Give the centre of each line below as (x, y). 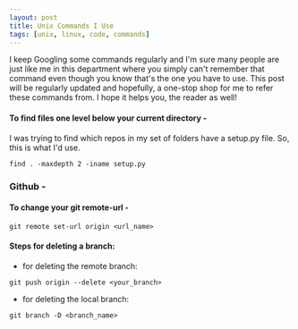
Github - (28, 186)
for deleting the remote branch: (80, 266)
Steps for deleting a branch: (62, 246)
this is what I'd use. (45, 148)
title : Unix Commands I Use (62, 26)
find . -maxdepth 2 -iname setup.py (77, 164)
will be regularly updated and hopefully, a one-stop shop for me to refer (141, 88)
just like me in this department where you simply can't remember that (137, 69)
